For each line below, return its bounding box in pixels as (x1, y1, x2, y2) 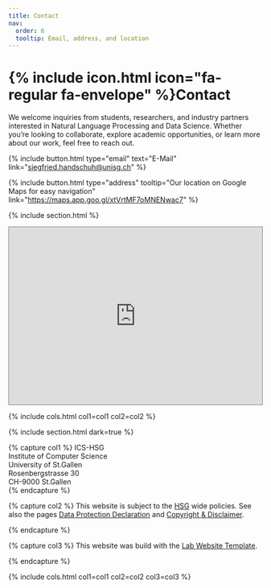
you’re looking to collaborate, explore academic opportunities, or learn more (8, 130, 261, 139)
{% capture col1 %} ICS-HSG (8, 442, 105, 452)
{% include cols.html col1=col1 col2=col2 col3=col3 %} (8, 572, 191, 582)
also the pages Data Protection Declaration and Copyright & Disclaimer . (8, 509, 244, 519)
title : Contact (8, 11, 60, 20)
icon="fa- (154, 69, 223, 87)
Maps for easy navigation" (8, 187, 96, 196)
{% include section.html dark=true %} (8, 427, 134, 437)
